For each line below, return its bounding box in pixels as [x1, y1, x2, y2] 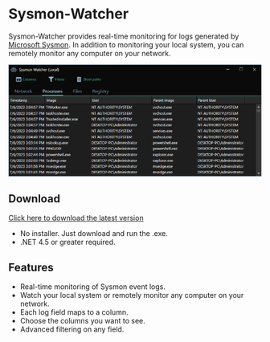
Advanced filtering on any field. [19, 324, 125, 334]
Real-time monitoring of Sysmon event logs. [19, 282, 166, 291]
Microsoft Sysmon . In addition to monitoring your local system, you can [8, 39, 244, 49]
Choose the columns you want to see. [19, 316, 146, 326]
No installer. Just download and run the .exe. [19, 229, 169, 238]
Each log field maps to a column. [19, 307, 129, 317]
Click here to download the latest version [8, 214, 144, 223]
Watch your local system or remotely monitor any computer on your [19, 291, 244, 300]
